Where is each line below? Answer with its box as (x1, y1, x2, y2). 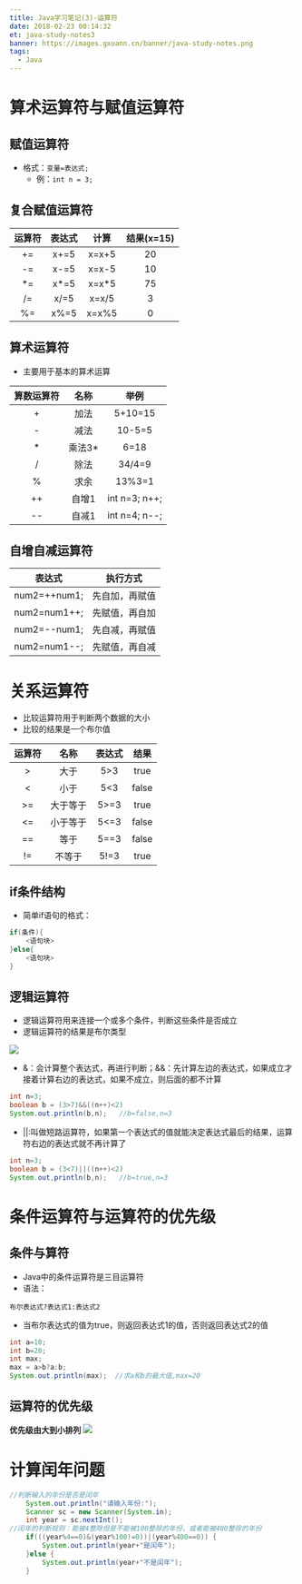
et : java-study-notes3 (9, 30, 95, 39)
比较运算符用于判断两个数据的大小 (22, 712, 151, 723)
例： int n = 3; (35, 173, 93, 184)
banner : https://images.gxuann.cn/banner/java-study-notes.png (9, 38, 254, 48)
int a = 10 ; (9, 1337, 47, 1347)
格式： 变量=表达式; (22, 163, 89, 173)
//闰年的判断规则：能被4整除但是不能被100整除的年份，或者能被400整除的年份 (9, 1524, 262, 1533)
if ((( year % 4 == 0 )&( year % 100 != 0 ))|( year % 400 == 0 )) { (25, 1532, 218, 1542)
